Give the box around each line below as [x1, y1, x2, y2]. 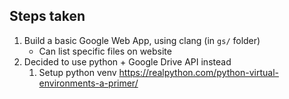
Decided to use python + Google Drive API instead [23, 55, 232, 68]
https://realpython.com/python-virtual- [118, 66, 279, 78]
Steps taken [9, 8, 86, 25]
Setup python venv [38, 66, 117, 78]
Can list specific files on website [38, 45, 172, 57]
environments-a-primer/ [38, 77, 139, 89]
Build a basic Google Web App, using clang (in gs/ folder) [23, 34, 261, 46]
